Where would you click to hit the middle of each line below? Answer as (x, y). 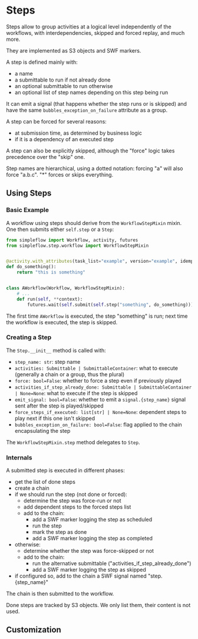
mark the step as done (60, 532)
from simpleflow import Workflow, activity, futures (72, 240)
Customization (34, 630)
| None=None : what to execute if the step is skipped (76, 393)
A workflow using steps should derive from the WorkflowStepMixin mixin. (94, 223)
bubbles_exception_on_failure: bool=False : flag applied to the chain (98, 424)
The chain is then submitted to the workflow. (60, 594)
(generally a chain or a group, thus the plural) (70, 374)
